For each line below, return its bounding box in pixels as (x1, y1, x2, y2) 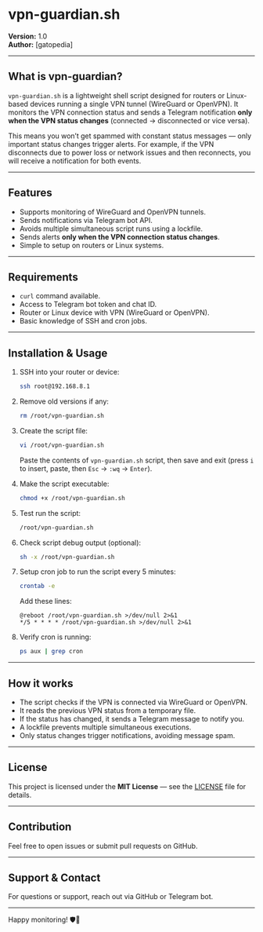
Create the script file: (19, 426, 88, 435)
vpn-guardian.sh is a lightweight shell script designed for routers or (8, 90, 225, 100)
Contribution (8, 821, 72, 834)
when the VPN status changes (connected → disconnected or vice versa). (8, 115, 250, 125)
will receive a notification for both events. (8, 155, 142, 166)
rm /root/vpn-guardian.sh (19, 412, 104, 420)
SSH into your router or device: (19, 367, 120, 377)
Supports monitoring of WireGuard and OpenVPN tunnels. (19, 207, 206, 217)
